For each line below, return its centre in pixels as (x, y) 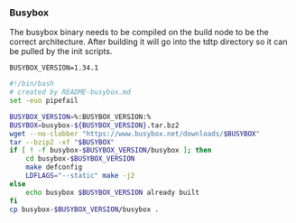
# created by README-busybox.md (70, 92)
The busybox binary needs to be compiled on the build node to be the (139, 33)
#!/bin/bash (32, 84)
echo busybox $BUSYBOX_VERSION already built (113, 192)
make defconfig (54, 167)
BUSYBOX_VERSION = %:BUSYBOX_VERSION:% (80, 116)
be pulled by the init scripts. (61, 51)
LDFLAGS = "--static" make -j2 (80, 176)
